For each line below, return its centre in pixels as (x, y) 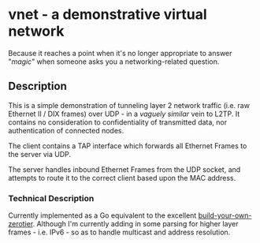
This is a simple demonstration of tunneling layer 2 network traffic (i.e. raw (129, 105)
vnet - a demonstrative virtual (108, 15)
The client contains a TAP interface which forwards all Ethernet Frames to (128, 146)
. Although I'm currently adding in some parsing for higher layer (136, 224)
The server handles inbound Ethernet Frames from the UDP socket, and (124, 169)
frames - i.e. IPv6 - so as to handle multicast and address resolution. (119, 232)
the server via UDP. (40, 154)
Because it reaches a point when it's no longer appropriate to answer (120, 53)
